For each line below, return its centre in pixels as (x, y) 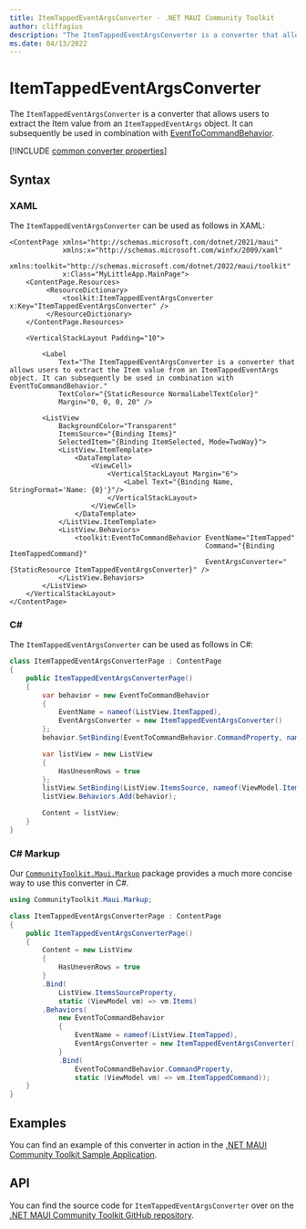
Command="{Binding (240, 546)
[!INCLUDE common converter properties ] (88, 151)
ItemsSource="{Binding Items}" (117, 434)
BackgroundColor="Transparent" (117, 425)
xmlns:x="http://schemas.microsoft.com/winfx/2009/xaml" (173, 250)
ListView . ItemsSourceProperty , (117, 993)
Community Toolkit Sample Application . (83, 1155)
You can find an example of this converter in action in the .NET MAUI (138, 1145)
